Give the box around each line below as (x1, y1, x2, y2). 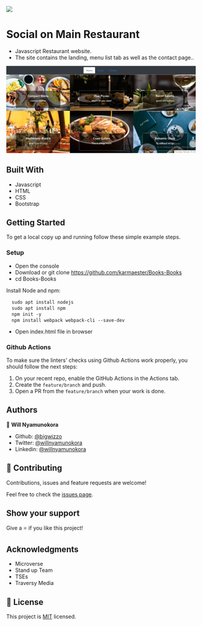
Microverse (14, 560, 43, 568)
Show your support (6, 508, 80, 518)
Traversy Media (14, 580, 54, 587)
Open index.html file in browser (14, 327, 93, 335)
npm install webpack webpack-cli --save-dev (11, 317, 125, 323)
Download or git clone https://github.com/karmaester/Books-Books (14, 268, 182, 276)
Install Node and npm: (6, 286, 61, 294)
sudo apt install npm (11, 305, 66, 311)
